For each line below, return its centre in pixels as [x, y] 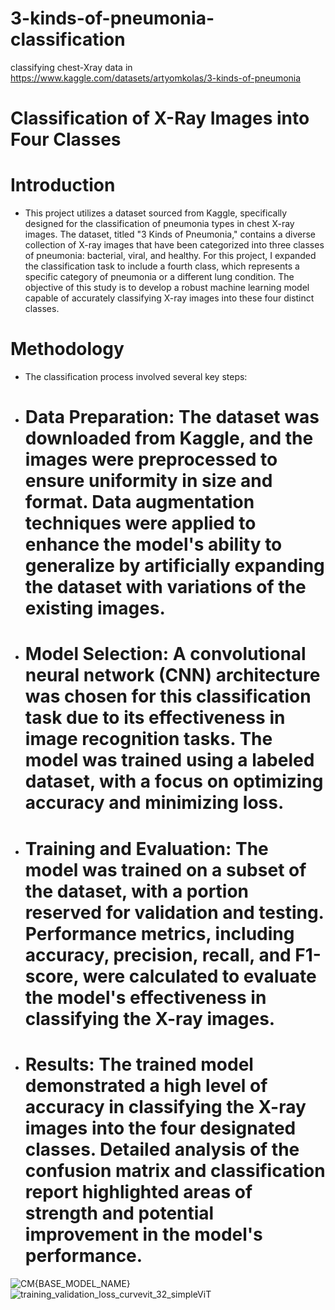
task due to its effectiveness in [155, 718]
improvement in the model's [143, 1234]
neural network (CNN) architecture [172, 675]
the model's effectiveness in [145, 997]
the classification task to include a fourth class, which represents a [162, 266]
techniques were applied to [140, 523]
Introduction [63, 185]
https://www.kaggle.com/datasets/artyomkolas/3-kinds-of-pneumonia [156, 78]
